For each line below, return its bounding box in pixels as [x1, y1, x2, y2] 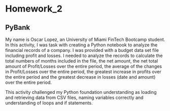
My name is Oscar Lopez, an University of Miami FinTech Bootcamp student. [5, 36, 165, 42]
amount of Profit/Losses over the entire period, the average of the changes [5, 64, 162, 69]
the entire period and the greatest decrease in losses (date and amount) [5, 74, 156, 80]
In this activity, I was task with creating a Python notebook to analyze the [5, 42, 158, 48]
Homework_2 [5, 3, 62, 15]
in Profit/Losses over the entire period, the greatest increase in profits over [5, 69, 161, 75]
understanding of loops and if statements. [5, 100, 93, 106]
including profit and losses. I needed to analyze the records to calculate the [5, 52, 163, 59]
